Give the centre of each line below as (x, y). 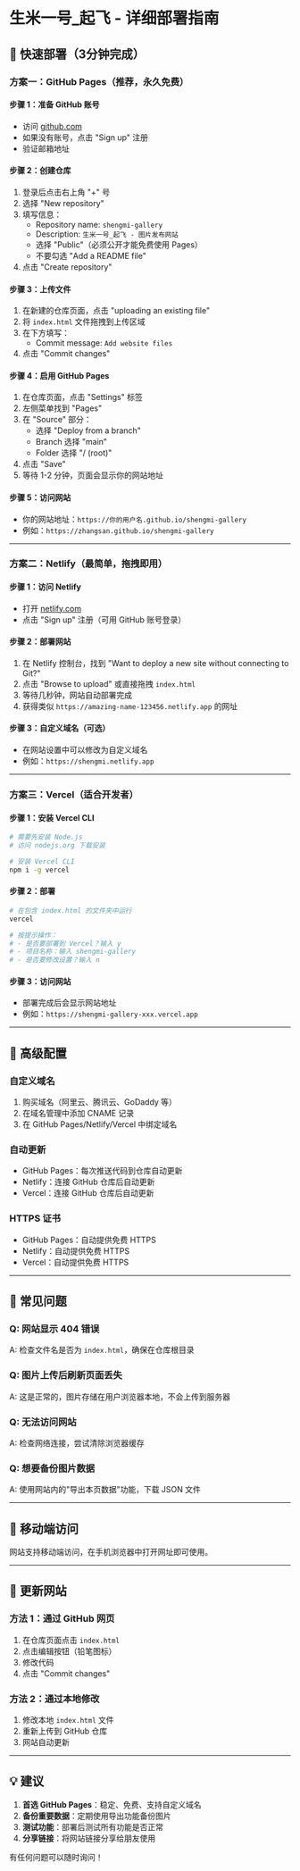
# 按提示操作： (33, 935)
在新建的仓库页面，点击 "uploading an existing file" (116, 311)
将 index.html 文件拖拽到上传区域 (83, 322)
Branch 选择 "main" (71, 442)
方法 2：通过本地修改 (54, 1699)
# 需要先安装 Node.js (46, 837)
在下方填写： (46, 333)
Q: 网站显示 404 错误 (54, 1329)
